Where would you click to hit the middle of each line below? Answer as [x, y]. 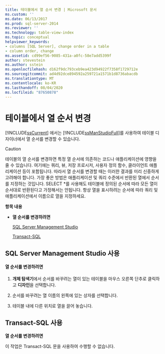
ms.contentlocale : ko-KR [31, 83]
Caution [13, 149]
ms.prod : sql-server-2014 [32, 23]
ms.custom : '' [20, 14]
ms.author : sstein [24, 65]
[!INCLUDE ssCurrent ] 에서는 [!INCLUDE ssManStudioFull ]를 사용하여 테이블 [80, 133]
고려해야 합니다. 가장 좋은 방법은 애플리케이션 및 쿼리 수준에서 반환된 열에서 [78, 178]
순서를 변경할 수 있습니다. [56, 139]
